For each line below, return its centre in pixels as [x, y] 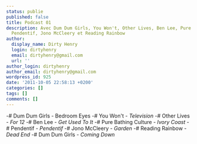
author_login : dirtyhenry [38, 66]
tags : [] [17, 93]
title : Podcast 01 [29, 22]
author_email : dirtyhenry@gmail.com [51, 72]
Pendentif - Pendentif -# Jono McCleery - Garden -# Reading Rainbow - [99, 128]
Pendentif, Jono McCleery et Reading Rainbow [68, 34]
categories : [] [25, 88]
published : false [27, 17]
